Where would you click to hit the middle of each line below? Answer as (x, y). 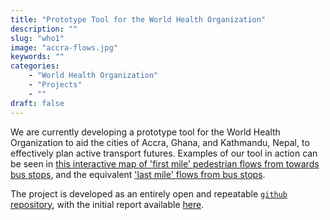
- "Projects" (55, 85)
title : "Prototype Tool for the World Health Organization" (138, 19)
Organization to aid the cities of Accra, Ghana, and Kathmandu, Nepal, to (160, 142)
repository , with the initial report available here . (107, 204)
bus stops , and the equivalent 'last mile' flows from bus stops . (138, 174)
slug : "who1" (37, 38)
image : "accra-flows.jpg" (64, 47)
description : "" (44, 29)
